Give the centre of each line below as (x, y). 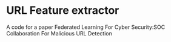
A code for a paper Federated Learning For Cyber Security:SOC (86, 27)
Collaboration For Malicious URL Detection (59, 33)
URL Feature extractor (63, 10)
